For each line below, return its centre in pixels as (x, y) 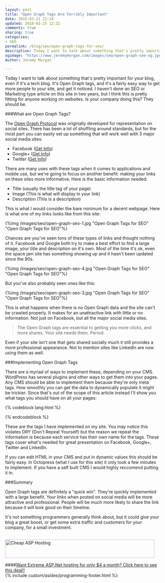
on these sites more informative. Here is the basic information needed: (76, 179)
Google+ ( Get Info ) (31, 154)
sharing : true (20, 32)
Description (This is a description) (46, 199)
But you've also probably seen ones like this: (50, 283)
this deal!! (15, 570)
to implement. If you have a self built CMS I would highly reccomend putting (82, 467)
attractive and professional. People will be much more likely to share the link (82, 502)
